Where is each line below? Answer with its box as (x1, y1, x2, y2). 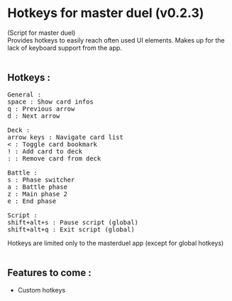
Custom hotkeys (17, 285, 66, 294)
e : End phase (7, 197, 57, 205)
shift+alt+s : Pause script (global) (7, 218, 139, 226)
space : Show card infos (7, 97, 94, 106)
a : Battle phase (7, 182, 67, 191)
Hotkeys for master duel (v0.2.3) (7, 5, 204, 21)
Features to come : (7, 267, 92, 279)
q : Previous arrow (7, 104, 75, 113)
